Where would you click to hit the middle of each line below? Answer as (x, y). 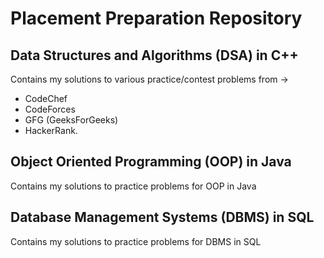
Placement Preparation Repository (156, 18)
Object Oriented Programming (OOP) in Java (151, 162)
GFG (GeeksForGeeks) (71, 120)
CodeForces (50, 109)
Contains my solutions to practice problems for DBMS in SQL (136, 241)
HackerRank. (51, 130)
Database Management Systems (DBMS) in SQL (162, 217)
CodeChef (46, 98)
